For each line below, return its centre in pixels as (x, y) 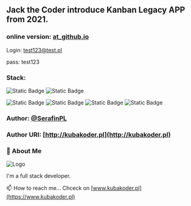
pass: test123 (23, 62)
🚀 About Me (24, 151)
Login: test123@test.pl (34, 50)
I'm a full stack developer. (39, 176)
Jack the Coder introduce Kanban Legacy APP (96, 10)
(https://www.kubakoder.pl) (41, 197)
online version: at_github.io (48, 37)
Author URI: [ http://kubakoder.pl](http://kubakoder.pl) (89, 134)
